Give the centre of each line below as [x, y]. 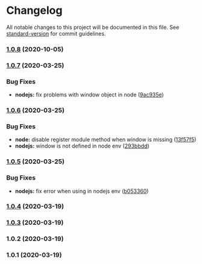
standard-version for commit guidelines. [56, 33]
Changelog [34, 11]
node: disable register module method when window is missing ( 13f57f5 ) [106, 140]
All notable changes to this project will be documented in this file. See [93, 27]
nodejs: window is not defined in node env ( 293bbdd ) [82, 146]
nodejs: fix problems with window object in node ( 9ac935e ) [89, 95]
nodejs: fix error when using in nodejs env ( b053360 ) [82, 191]
